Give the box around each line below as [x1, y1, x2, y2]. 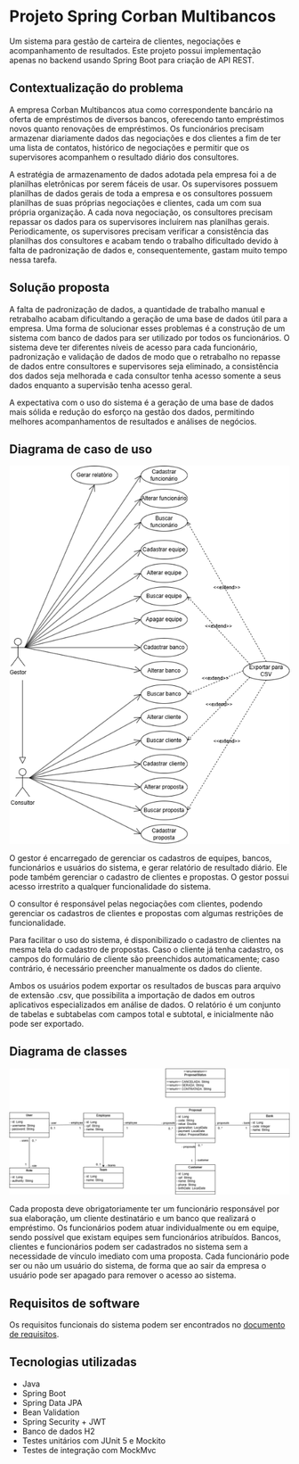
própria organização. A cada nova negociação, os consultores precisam [9, 207, 273, 218]
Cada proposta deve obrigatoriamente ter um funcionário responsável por [9, 1203, 280, 1214]
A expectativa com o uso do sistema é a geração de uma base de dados [9, 397, 274, 408]
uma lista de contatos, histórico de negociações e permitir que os [9, 142, 250, 153]
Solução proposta [9, 280, 110, 295]
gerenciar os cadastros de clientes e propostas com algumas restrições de [9, 907, 284, 918]
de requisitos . [9, 1328, 60, 1339]
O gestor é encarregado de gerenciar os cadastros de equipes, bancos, [9, 852, 272, 863]
